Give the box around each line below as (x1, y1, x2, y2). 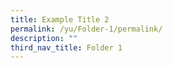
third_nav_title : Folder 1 (10, 42, 123, 53)
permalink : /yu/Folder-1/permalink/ (10, 24, 163, 34)
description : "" (10, 33, 78, 43)
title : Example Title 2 (10, 14, 110, 25)
